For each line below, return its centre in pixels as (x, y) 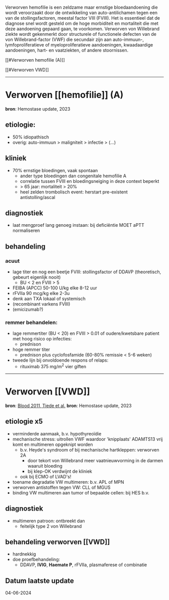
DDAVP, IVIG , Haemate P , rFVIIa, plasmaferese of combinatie (83, 565)
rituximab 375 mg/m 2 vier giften (53, 366)
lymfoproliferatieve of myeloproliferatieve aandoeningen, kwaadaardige (79, 45)
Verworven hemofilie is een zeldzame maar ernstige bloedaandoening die (81, 7)
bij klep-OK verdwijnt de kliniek (60, 471)
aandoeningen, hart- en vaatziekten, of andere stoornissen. (67, 50)
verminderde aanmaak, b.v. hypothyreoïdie (57, 433)
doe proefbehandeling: (36, 560)
